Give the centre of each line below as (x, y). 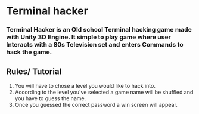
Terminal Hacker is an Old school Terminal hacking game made (99, 30)
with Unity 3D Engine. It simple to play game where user (88, 37)
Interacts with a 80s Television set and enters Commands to (95, 45)
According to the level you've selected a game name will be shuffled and (104, 92)
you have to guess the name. (50, 98)
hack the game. (29, 52)
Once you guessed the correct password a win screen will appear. (96, 104)
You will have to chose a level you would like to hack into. (85, 85)
